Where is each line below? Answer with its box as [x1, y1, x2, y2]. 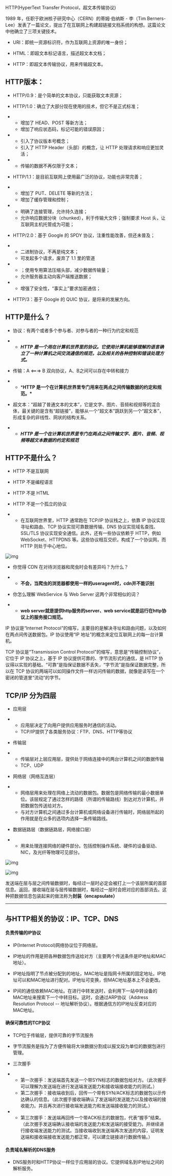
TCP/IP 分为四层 [5, 691, 57, 700]
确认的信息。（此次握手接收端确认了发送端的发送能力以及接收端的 [25, 1096, 162, 1102]
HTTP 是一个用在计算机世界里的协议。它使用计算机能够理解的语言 [20, 344, 160, 350]
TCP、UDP [20, 762, 44, 768]
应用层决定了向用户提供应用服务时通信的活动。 [20, 722, 119, 728]
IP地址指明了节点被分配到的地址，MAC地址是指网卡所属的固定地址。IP [12, 970, 162, 976]
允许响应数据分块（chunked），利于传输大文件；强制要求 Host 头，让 [20, 215, 166, 221]
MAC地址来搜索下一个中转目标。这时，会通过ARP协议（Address [12, 994, 148, 1000]
